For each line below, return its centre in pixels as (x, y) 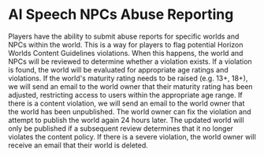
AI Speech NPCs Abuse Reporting (121, 15)
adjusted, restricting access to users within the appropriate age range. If (125, 95)
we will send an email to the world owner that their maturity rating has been (131, 86)
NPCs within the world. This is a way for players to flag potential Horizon (126, 44)
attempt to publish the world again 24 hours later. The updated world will (126, 120)
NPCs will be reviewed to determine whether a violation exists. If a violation (130, 61)
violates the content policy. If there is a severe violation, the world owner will (132, 136)
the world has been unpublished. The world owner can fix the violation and (130, 111)
